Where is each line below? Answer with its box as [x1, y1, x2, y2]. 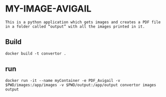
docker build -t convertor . [5, 51, 66, 56]
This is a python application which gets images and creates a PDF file [5, 20, 161, 25]
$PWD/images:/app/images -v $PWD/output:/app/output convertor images [5, 82, 156, 87]
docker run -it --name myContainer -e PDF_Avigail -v [5, 78, 121, 83]
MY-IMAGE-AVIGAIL [5, 3, 92, 15]
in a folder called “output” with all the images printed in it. [5, 24, 145, 29]
